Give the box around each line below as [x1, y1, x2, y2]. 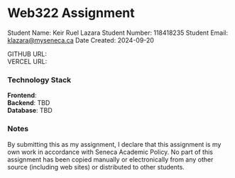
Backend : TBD [7, 99, 50, 107]
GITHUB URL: [7, 50, 48, 58]
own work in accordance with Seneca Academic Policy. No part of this [7, 148, 213, 156]
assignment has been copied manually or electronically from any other [7, 155, 214, 164]
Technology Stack [7, 74, 72, 84]
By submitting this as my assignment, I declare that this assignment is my [7, 140, 222, 148]
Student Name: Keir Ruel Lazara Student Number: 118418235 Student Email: [7, 28, 229, 37]
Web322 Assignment [7, 5, 135, 21]
